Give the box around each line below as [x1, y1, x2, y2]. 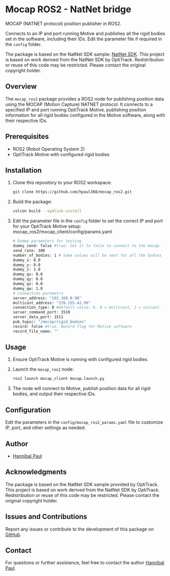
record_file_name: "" [12, 328, 59, 334]
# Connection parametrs [12, 291, 64, 296]
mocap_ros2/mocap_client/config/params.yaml [12, 229, 112, 235]
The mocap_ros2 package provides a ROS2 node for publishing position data [5, 95, 164, 102]
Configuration [5, 405, 51, 414]
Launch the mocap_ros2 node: [12, 366, 74, 372]
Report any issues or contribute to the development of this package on [5, 526, 154, 532]
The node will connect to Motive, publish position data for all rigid [12, 386, 151, 392]
